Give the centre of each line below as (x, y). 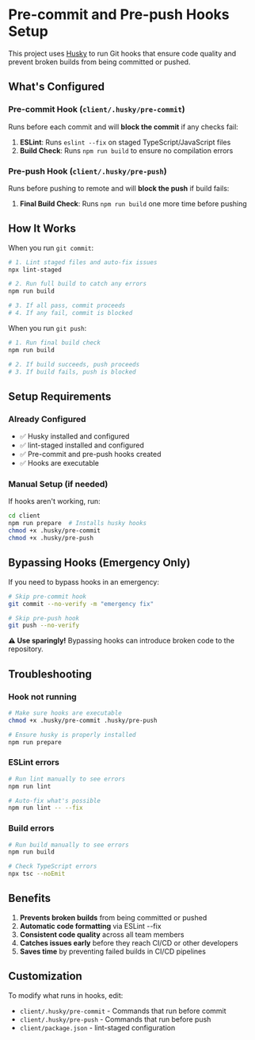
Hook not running (42, 697)
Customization (46, 976)
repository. (26, 649)
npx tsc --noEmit (37, 874)
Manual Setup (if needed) (58, 484)
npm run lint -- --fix (46, 808)
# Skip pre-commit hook (48, 597)
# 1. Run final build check (55, 343)
